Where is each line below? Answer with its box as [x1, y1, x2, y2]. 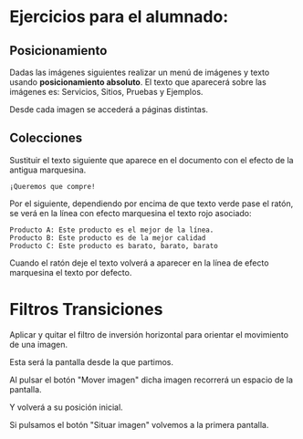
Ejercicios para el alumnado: [9, 6, 229, 27]
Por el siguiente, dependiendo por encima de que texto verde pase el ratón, [9, 198, 294, 209]
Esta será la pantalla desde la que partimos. [9, 356, 174, 367]
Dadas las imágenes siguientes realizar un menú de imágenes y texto [9, 67, 270, 78]
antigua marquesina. [9, 164, 87, 175]
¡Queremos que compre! [9, 182, 96, 191]
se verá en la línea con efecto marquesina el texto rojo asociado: [9, 207, 253, 218]
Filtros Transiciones [9, 299, 163, 319]
